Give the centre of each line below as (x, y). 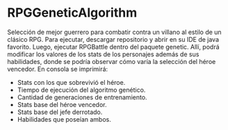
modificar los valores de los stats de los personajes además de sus (103, 54)
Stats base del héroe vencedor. (62, 104)
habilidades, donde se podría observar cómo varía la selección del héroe (112, 61)
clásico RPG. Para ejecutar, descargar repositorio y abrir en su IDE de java (113, 39)
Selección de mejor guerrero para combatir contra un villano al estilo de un (114, 32)
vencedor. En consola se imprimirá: (58, 69)
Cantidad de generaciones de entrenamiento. (82, 97)
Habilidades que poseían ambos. (64, 119)
